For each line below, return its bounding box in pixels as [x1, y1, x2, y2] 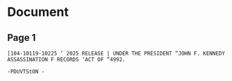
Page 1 [7, 32, 36, 44]
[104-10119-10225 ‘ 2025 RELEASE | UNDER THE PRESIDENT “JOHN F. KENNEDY [7, 50, 226, 57]
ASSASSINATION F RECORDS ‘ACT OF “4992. [7, 56, 126, 63]
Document [7, 4, 69, 20]
